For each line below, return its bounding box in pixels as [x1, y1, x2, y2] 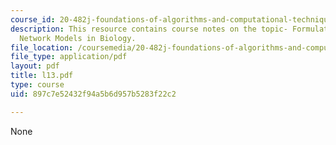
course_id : [10, 14, 56, 25]
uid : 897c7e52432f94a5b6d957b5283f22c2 [10, 89, 177, 99]
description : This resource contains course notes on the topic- [10, 24, 288, 34]
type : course [10, 80, 65, 90]
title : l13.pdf [10, 71, 74, 81]
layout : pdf [10, 61, 60, 71]
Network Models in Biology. [19, 33, 137, 43]
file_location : [10, 42, 74, 53]
